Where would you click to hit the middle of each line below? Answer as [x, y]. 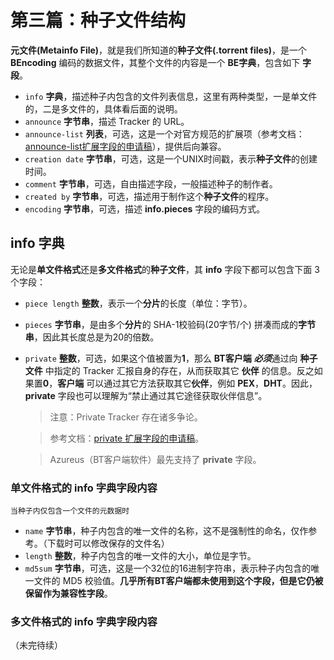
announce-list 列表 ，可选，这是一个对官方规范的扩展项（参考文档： [164, 133]
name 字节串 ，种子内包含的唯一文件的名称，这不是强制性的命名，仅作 [166, 531]
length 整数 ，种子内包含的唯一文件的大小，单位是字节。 [140, 556]
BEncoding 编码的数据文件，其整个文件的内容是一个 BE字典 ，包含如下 [155, 62]
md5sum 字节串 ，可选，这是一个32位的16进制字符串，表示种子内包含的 [168, 568]
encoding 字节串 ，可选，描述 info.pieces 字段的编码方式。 [145, 208]
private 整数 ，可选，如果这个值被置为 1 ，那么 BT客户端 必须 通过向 [161, 358]
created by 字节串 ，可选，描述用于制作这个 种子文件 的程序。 [149, 196]
